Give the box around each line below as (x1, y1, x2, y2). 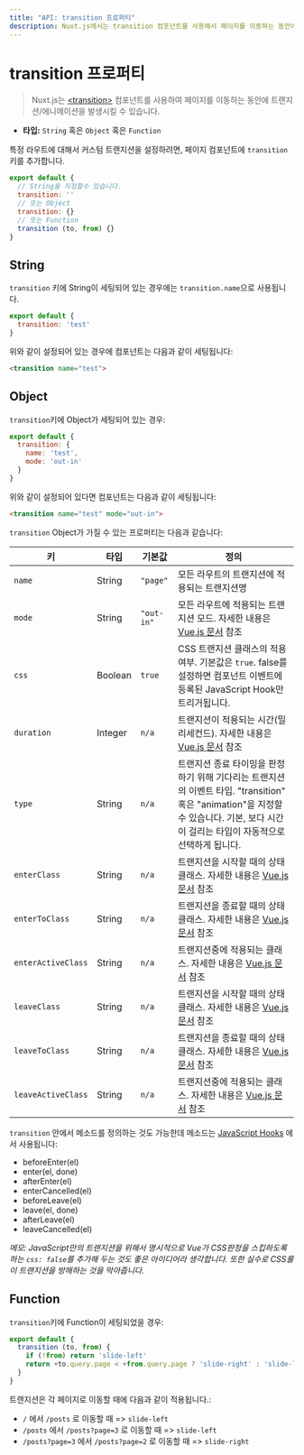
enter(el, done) (22, 1165, 78, 1177)
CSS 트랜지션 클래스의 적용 (177, 642, 287, 655)
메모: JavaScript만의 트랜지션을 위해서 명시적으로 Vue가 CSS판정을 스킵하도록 (9, 1242, 288, 1253)
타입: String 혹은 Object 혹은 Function (22, 125, 161, 136)
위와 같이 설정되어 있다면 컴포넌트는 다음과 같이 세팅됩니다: (9, 491, 216, 502)
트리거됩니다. (177, 696, 231, 709)
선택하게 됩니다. (177, 838, 242, 851)
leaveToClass (14, 1045, 70, 1055)
